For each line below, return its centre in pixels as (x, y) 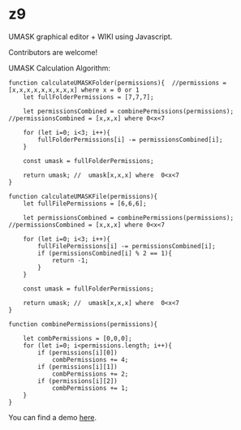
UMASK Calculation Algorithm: (60, 68)
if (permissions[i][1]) (77, 367)
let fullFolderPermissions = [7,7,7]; (88, 97)
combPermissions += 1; (90, 388)
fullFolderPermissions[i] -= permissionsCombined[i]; (130, 140)
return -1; (70, 260)
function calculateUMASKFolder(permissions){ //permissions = (118, 83)
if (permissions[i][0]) (77, 353)
